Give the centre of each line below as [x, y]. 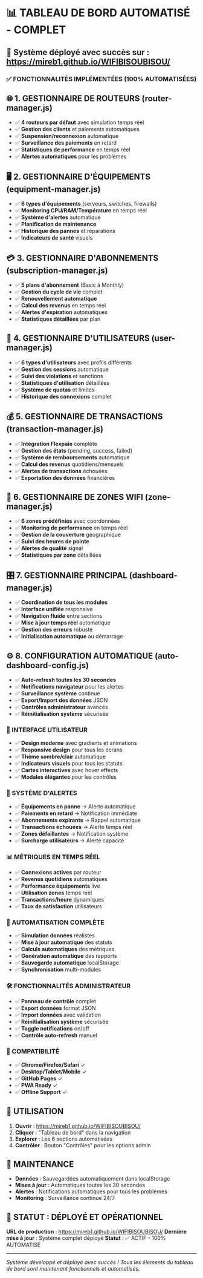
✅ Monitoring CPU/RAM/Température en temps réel [81, 211]
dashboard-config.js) [48, 665]
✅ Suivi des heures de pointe [52, 542]
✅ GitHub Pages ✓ [39, 1078]
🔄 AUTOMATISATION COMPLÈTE [55, 922]
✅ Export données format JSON [55, 1008]
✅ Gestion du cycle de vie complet [59, 292]
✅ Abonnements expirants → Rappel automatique [78, 820]
